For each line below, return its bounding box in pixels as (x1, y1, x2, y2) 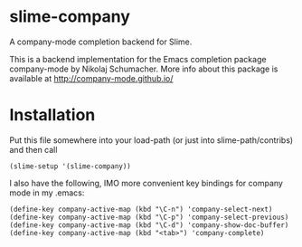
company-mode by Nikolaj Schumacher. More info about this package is (9, 63, 278, 74)
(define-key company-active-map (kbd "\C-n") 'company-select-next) (9, 204, 273, 214)
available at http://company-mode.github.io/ (9, 72, 174, 83)
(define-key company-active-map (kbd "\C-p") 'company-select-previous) (9, 213, 289, 222)
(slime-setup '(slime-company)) (9, 161, 131, 171)
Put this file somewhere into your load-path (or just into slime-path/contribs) (9, 134, 294, 146)
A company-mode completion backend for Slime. (9, 36, 193, 47)
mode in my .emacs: (9, 187, 85, 198)
